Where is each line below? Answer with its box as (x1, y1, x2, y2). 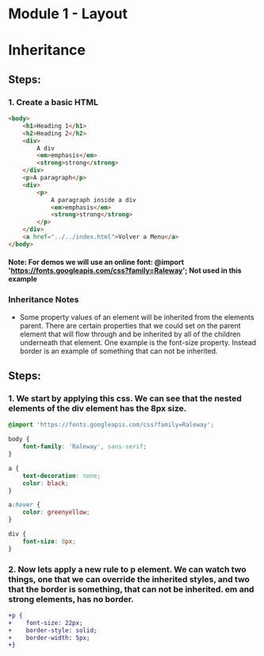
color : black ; (22, 479, 69, 487)
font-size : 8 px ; (22, 538, 77, 545)
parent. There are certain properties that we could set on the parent (19, 320, 241, 330)
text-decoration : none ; (22, 472, 101, 479)
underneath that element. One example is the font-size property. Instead (19, 337, 256, 347)
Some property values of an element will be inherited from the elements (19, 312, 255, 322)
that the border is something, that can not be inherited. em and (8, 584, 254, 595)
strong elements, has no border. (8, 593, 135, 604)
